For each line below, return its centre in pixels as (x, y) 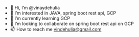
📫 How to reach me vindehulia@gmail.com (56, 29)
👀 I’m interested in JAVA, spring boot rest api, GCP (63, 13)
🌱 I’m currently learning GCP (40, 18)
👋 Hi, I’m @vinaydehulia (35, 8)
